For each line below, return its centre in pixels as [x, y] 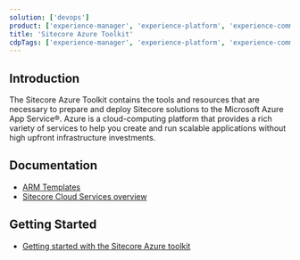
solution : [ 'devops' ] [50, 17]
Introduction [45, 78]
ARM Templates [51, 187]
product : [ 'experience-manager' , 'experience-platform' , [117, 26]
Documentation [54, 166]
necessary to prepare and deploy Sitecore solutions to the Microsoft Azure [146, 110]
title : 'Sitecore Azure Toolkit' [71, 34]
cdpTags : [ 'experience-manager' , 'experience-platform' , [117, 42]
